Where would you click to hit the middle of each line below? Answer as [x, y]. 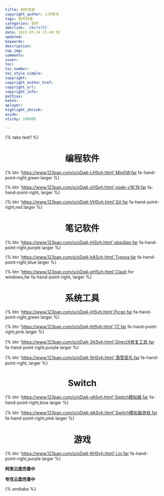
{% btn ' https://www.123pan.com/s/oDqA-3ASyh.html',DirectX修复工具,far [80, 342]
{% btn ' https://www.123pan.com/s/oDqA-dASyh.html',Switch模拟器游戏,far [81, 413]
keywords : [15, 42]
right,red [14, 207]
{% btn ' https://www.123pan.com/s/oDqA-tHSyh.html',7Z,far [66, 327]
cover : [12, 60]
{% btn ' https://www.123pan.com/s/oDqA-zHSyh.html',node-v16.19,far [76, 187]
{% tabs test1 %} [22, 137]
